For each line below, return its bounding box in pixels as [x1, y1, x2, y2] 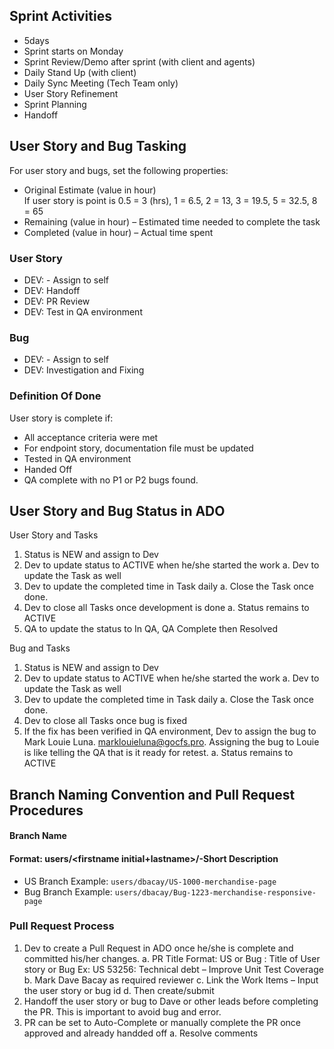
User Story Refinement [23, 87, 119, 99]
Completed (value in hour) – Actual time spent [23, 226, 214, 238]
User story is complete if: [9, 412, 114, 424]
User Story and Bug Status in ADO [9, 502, 226, 519]
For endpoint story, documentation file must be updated [23, 442, 254, 454]
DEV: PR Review [23, 295, 91, 307]
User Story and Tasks [9, 529, 99, 541]
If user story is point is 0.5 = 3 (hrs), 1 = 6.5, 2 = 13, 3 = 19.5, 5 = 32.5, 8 [23, 194, 318, 206]
